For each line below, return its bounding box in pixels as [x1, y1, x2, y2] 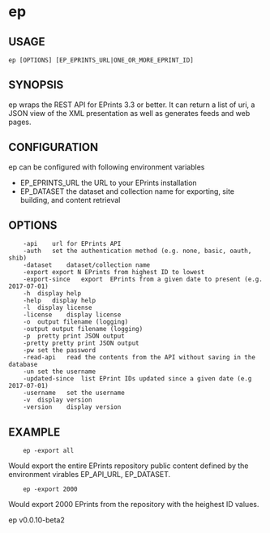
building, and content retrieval [19, 195, 121, 204]
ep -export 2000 [23, 485, 79, 493]
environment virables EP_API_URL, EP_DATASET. [8, 470, 171, 479]
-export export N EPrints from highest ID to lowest [23, 269, 205, 277]
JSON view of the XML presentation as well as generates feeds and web [8, 108, 251, 118]
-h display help [23, 290, 82, 298]
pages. [8, 117, 32, 127]
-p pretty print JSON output [23, 332, 126, 341]
